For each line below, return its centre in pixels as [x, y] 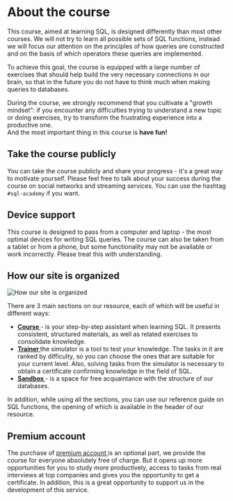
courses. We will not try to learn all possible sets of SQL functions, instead [114, 38]
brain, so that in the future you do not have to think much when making [109, 81]
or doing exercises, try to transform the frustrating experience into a [105, 117]
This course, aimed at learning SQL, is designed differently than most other [115, 31]
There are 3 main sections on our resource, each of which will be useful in [114, 306]
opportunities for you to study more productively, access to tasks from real [114, 468]
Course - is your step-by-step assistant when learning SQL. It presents [119, 327]
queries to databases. [38, 89]
